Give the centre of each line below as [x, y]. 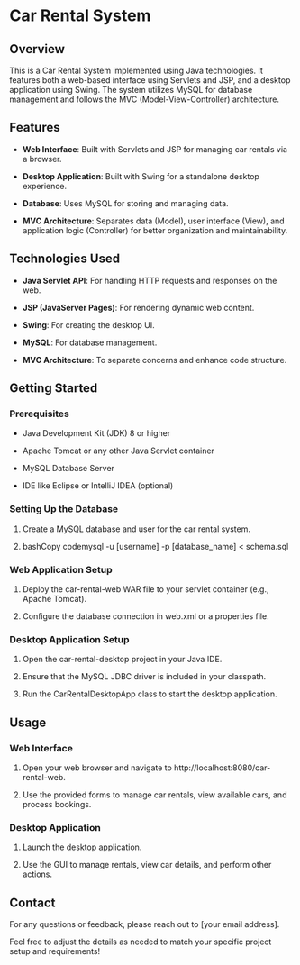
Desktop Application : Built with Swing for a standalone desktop [141, 176]
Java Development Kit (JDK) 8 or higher [96, 433]
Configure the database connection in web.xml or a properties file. [145, 616]
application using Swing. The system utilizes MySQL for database [131, 90]
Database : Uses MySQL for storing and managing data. [125, 203]
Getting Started [54, 388]
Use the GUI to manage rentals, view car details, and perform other [147, 865]
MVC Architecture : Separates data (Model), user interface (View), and [154, 221]
